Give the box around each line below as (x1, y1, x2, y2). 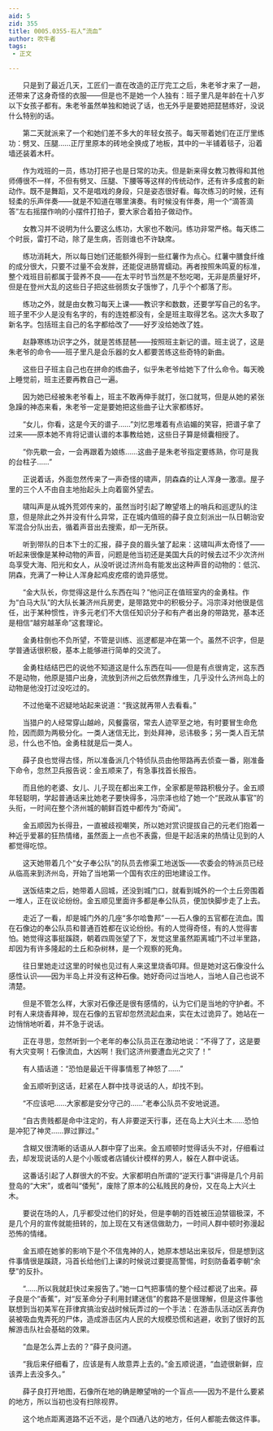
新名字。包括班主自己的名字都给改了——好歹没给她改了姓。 (8, 319, 208, 329)
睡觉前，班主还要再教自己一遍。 (15, 375, 123, 384)
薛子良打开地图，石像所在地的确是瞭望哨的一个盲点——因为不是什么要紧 (22, 1386, 265, 1396)
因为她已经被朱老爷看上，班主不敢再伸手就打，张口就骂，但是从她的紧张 (22, 392, 265, 402)
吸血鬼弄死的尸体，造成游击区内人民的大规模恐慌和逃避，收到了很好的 (22, 1315, 258, 1323)
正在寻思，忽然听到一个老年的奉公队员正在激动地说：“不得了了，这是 (22, 1036, 254, 1046)
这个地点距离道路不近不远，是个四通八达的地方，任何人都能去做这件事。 (22, 1414, 265, 1424)
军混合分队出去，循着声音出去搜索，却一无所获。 (8, 522, 172, 532)
